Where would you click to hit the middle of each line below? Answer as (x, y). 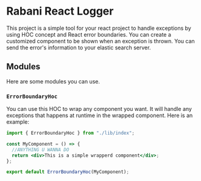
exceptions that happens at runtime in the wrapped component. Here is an (100, 115)
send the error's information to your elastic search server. (79, 48)
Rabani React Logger (60, 11)
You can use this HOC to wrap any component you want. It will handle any (99, 109)
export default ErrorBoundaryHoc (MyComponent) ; (68, 172)
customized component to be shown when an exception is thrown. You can (100, 41)
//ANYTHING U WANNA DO (41, 150)
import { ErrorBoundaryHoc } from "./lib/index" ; (71, 133)
